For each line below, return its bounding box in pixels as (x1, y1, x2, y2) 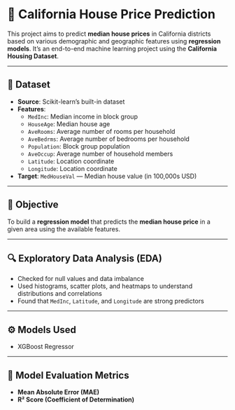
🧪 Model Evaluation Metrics (7, 369, 129, 381)
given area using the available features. (7, 224, 121, 233)
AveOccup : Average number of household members (27, 149, 173, 158)
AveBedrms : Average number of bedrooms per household (27, 135, 190, 143)
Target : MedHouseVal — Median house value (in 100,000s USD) (17, 172, 197, 180)
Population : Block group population (27, 142, 131, 150)
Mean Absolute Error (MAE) (17, 388, 100, 396)
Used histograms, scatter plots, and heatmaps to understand (17, 282, 193, 290)
